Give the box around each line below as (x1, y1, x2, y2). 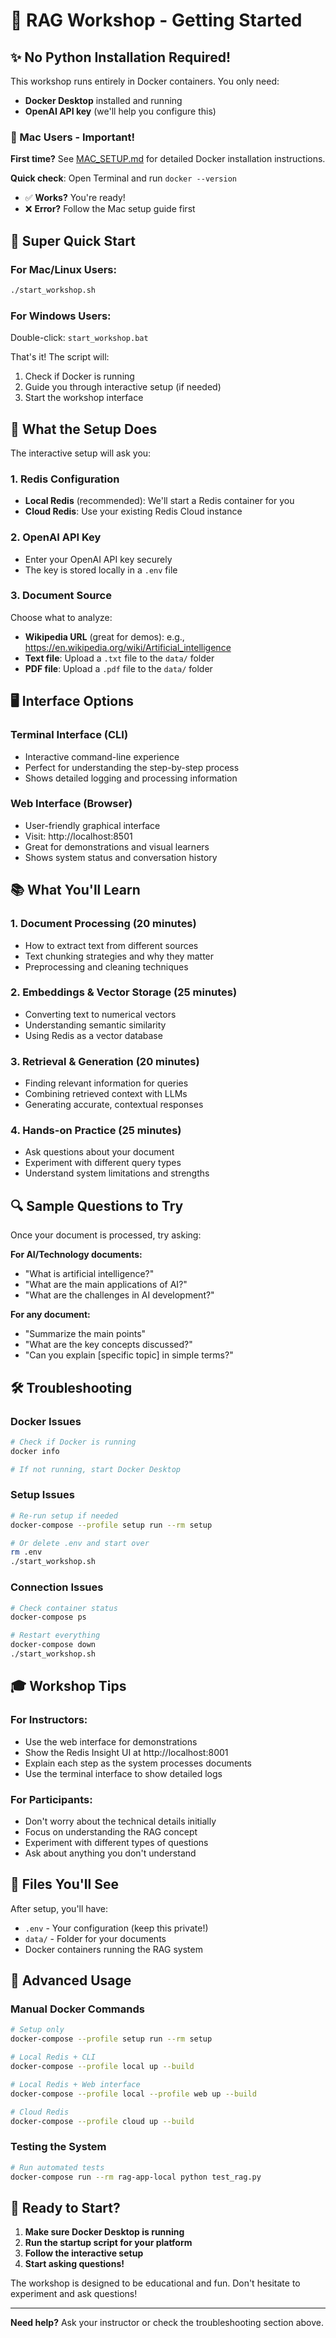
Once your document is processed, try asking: (10, 1229, 202, 1241)
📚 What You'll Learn (10, 882, 141, 899)
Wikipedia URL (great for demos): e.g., (24, 630, 185, 643)
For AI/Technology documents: (10, 1249, 143, 1261)
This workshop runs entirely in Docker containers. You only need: (10, 75, 280, 87)
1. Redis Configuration (10, 472, 120, 486)
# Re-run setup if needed (10, 1510, 118, 1521)
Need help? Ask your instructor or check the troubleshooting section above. (10, 2317, 325, 2329)
